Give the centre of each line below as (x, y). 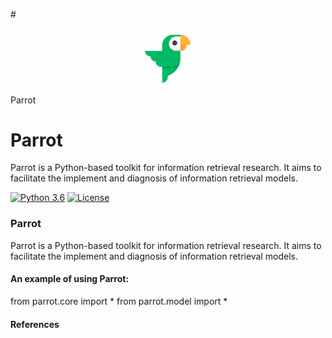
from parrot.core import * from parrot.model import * (119, 301)
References (35, 324)
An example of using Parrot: (70, 279)
